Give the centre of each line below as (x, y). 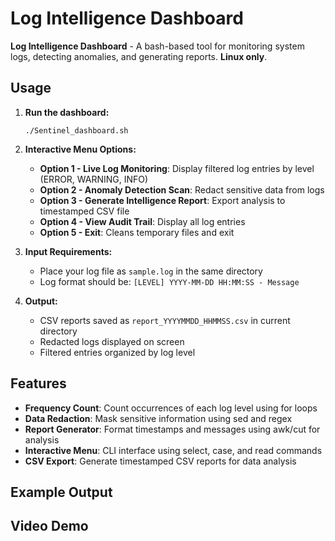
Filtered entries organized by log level (117, 352)
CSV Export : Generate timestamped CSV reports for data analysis (160, 461)
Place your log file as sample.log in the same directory (151, 271)
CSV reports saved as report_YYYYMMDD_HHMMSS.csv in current (165, 320)
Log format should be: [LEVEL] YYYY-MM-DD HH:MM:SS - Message (169, 281)
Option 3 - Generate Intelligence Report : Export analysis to (162, 200)
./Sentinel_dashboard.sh (76, 130)
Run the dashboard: (67, 112)
